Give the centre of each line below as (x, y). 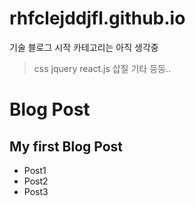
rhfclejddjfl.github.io (97, 18)
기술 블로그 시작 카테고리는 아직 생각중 (84, 47)
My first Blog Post (66, 146)
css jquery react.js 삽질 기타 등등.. (102, 68)
